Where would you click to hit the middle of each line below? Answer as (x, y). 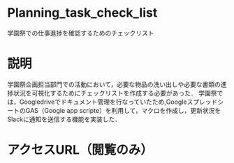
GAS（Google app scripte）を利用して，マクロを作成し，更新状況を (123, 110)
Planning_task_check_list (82, 13)
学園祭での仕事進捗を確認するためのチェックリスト (81, 33)
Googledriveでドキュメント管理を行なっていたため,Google (103, 102)
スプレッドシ (205, 102)
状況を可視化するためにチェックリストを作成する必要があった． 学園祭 (115, 93)
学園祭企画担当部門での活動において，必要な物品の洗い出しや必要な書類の (114, 84)
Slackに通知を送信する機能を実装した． (64, 119)
